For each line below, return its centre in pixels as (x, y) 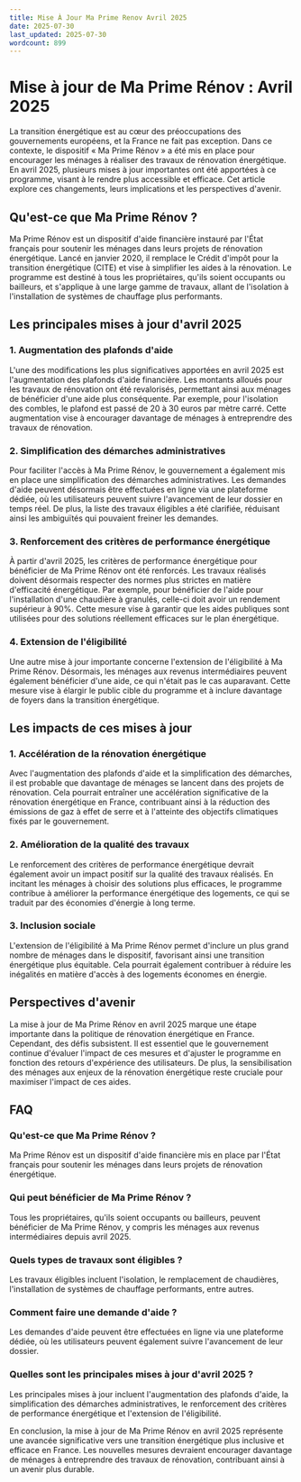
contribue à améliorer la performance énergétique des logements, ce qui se (150, 893)
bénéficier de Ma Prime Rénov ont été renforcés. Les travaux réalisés (138, 571)
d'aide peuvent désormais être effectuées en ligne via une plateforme (139, 489)
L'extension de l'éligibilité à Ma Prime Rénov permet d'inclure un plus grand (149, 945)
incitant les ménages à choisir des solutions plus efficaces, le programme (146, 883)
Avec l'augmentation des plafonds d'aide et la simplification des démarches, (151, 773)
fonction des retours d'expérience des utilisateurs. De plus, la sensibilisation (151, 1062)
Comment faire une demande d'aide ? (93, 1312)
